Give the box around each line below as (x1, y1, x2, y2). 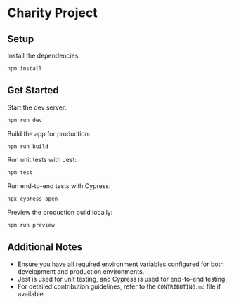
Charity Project (7, 5, 98, 21)
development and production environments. (17, 267, 145, 275)
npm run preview (7, 222, 55, 229)
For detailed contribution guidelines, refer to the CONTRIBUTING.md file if (17, 282, 221, 291)
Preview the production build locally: (7, 209, 113, 217)
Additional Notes (7, 241, 83, 253)
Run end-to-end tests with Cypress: (7, 182, 111, 190)
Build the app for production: (7, 129, 91, 138)
